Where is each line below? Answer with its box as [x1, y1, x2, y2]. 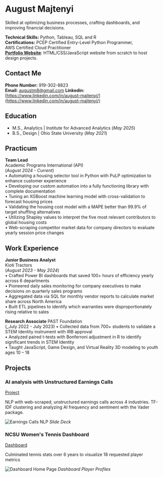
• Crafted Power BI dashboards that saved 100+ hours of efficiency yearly [5, 273, 154, 279]
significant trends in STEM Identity [5, 339, 75, 345]
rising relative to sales [5, 309, 49, 315]
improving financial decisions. [5, 24, 65, 30]
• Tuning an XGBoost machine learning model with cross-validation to [5, 194, 145, 199]
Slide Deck [49, 419, 71, 425]
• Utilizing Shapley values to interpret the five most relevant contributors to [5, 214, 156, 220]
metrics [5, 457, 20, 463]
